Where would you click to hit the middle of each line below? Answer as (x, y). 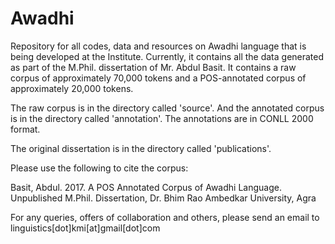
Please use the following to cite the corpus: (99, 168)
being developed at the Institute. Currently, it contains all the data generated (167, 56)
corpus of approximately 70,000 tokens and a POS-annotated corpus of (158, 78)
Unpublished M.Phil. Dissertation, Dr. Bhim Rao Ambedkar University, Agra (163, 198)
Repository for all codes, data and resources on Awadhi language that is (158, 46)
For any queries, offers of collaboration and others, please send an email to (165, 217)
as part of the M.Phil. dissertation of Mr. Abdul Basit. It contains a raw (153, 67)
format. (25, 129)
